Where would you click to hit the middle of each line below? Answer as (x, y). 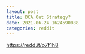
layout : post (22, 12)
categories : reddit (31, 28)
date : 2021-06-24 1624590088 (42, 23)
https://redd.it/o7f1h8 (32, 45)
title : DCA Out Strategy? (38, 17)
